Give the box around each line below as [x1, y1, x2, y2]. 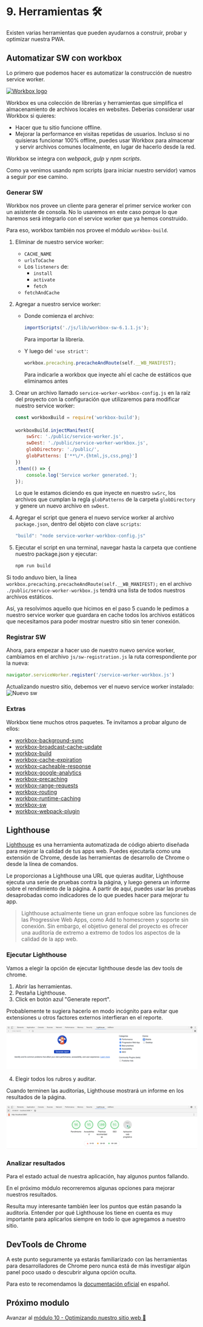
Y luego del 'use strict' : [24, 347, 88, 355]
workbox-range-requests [15, 782, 79, 789]
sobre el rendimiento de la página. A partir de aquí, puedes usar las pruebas [6, 885, 196, 892]
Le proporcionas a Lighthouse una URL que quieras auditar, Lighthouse [6, 872, 184, 879]
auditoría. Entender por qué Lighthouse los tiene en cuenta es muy [6, 1209, 173, 1216]
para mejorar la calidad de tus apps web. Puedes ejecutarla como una [6, 847, 181, 855]
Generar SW [6, 188, 44, 197]
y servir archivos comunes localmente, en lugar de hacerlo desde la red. [15, 143, 196, 150]
